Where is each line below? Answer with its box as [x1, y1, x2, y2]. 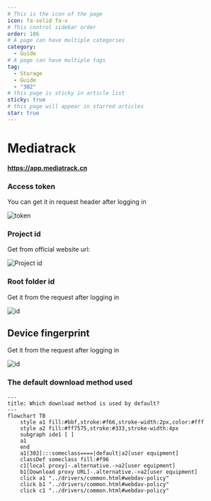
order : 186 [7, 30, 40, 38]
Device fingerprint [7, 327, 90, 339]
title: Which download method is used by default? [7, 399, 160, 407]
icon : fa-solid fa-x [7, 17, 69, 24]
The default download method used [7, 377, 133, 387]
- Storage [13, 70, 42, 77]
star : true [7, 109, 40, 117]
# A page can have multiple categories [7, 37, 125, 44]
